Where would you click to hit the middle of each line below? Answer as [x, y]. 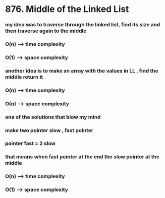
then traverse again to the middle [46, 31]
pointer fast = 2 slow [30, 143]
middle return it [24, 77]
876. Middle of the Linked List [67, 9]
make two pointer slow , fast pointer [49, 130]
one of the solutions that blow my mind [53, 117]
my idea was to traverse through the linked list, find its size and [82, 25]
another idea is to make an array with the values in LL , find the [82, 70]
